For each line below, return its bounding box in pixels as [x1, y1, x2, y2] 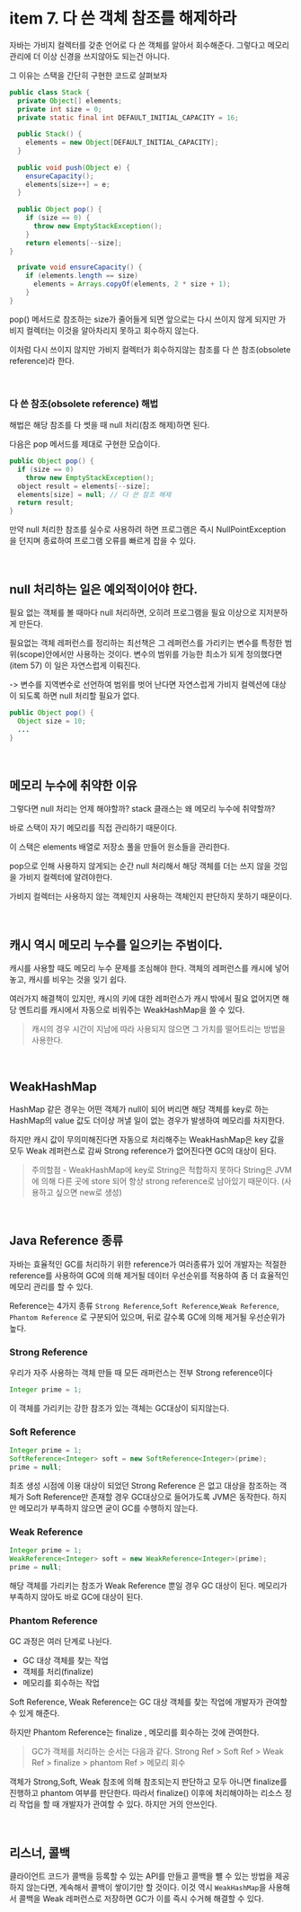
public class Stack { [9, 87, 91, 97]
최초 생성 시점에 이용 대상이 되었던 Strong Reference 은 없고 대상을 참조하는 [9, 1480, 278, 1490]
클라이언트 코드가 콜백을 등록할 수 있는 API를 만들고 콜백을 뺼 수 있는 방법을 [9, 1871, 273, 1881]
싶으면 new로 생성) [55, 1187, 123, 1197]
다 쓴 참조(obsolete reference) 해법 [9, 397, 159, 410]
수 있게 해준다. [9, 1708, 60, 1719]
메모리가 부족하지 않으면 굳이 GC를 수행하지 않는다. [18, 1502, 199, 1513]
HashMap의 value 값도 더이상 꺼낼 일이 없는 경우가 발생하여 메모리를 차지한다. [9, 1115, 285, 1125]
